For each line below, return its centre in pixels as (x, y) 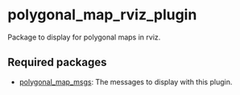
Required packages (57, 62)
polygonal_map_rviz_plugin (102, 15)
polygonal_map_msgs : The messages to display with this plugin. (126, 81)
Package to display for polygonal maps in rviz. (84, 37)
